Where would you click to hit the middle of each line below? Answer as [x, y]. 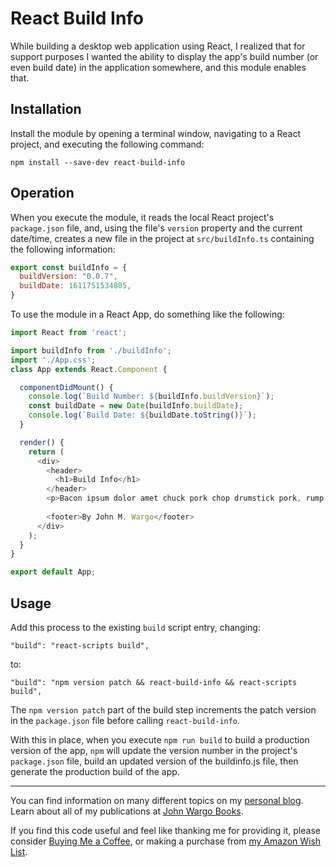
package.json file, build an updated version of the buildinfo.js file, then [154, 761]
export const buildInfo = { [69, 267]
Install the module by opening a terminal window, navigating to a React [156, 133]
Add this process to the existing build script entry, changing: [135, 627]
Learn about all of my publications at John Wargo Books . [127, 811]
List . [19, 851]
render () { [42, 442]
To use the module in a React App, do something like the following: [147, 314]
